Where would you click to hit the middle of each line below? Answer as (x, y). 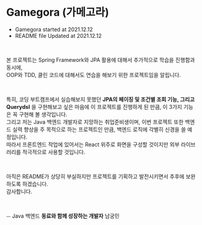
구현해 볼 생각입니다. (43, 114)
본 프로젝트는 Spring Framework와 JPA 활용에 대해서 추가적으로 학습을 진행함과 (101, 60)
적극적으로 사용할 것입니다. (54, 152)
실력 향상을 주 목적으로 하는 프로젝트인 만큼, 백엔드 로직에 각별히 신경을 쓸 (99, 129)
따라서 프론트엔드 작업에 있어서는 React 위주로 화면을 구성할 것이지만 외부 (93, 144)
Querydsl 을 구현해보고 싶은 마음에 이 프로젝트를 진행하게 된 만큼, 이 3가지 (94, 106)
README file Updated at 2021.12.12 (58, 35)
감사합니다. (19, 191)
